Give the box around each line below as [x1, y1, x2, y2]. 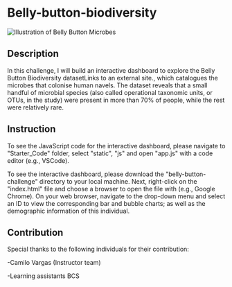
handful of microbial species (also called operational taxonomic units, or [7, 88, 213, 96]
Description [7, 48, 59, 60]
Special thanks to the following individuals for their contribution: [7, 245, 189, 254]
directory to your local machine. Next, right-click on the [39, 177, 197, 185]
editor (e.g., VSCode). [7, 156, 69, 164]
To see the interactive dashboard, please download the [7, 170, 164, 178]
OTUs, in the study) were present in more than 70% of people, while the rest [7, 96, 225, 104]
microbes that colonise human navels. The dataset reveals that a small [7, 81, 208, 89]
